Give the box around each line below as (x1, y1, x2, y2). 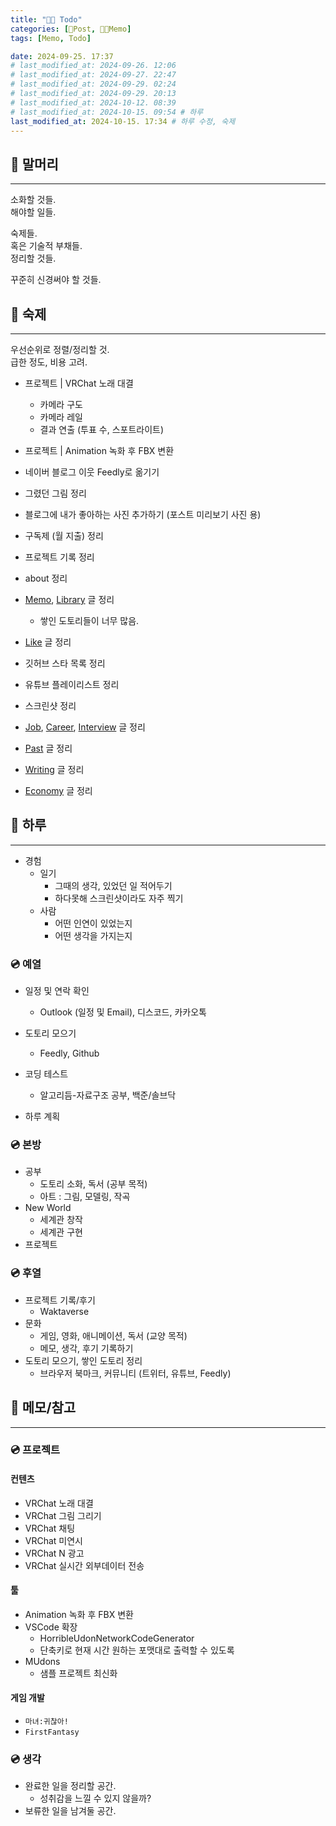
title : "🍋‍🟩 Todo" (10, 14, 83, 25)
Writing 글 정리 (24, 764, 85, 775)
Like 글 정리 (24, 636, 72, 648)
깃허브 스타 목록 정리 (24, 657, 106, 669)
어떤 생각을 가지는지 (54, 929, 133, 941)
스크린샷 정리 (24, 700, 77, 711)
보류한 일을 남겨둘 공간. (24, 1805, 117, 1817)
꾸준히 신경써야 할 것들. (10, 274, 102, 286)
